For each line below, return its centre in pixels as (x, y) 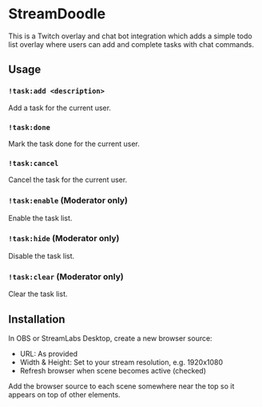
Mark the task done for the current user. (74, 144)
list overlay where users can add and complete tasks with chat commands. (131, 44)
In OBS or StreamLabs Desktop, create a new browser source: (111, 338)
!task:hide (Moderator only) (64, 239)
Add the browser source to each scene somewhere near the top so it (121, 386)
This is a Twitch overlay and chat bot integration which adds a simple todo (131, 36)
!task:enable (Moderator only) (68, 200)
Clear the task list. (38, 294)
